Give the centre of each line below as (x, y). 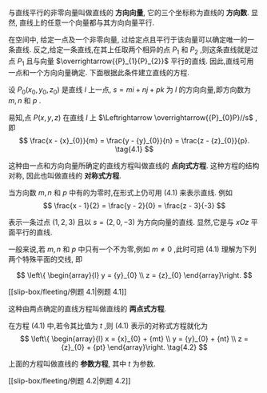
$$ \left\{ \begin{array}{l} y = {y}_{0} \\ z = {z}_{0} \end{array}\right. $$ (134, 275)
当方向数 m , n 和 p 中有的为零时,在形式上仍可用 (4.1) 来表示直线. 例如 (121, 193)
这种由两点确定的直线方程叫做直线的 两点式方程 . (87, 309)
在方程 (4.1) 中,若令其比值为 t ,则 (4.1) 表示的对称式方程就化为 (108, 326)
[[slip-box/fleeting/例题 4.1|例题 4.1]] (68, 292)
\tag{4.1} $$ (134, 149)
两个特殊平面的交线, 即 (45, 259)
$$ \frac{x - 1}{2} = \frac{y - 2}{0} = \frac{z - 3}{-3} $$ (134, 206)
